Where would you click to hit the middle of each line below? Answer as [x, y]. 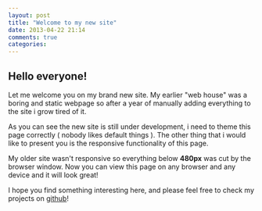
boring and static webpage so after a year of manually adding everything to [130, 103]
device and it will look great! [54, 175]
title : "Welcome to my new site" [63, 23]
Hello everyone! [48, 76]
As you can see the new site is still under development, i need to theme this [130, 127]
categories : [27, 45]
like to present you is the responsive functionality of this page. [108, 143]
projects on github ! [38, 198]
